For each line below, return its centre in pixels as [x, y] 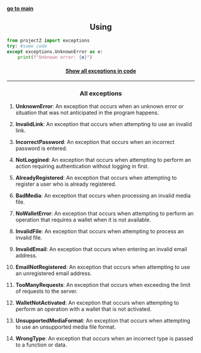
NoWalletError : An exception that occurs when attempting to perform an [104, 214]
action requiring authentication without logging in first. [82, 166]
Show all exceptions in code [101, 71]
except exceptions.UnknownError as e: [55, 52]
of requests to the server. [47, 291]
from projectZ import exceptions [48, 41]
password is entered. [41, 148]
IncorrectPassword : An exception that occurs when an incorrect [95, 142]
